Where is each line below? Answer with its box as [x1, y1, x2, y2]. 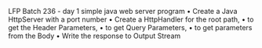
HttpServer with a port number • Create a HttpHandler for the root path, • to [8, 15, 254, 24]
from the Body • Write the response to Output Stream [8, 31, 181, 40]
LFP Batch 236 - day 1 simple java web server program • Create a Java [8, 7, 238, 15]
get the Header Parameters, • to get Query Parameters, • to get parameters [8, 23, 253, 32]
